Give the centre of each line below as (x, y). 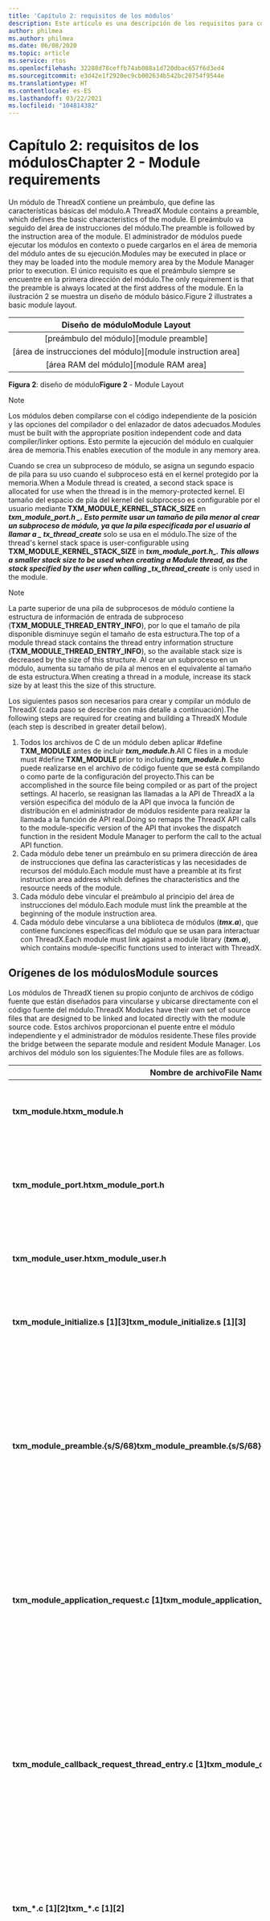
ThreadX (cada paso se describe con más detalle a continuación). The (124, 709)
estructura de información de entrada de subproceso (96, 617)
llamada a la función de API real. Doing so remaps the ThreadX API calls (138, 820)
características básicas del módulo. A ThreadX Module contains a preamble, (134, 211)
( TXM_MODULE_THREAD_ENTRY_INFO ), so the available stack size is (125, 651)
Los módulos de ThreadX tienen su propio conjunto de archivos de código (131, 992)
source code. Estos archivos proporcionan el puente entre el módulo (122, 1027)
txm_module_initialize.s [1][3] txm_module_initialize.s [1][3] (129, 1321)
